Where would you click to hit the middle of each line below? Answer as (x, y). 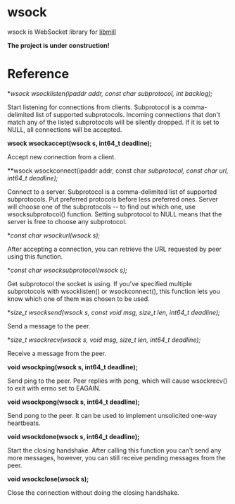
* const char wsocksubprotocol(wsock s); (68, 270)
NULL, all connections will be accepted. (65, 129)
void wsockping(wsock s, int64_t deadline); (73, 367)
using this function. (35, 256)
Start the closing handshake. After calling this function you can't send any (114, 450)
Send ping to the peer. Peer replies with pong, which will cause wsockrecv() (118, 381)
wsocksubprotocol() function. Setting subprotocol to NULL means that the (115, 214)
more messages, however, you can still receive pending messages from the (117, 457)
